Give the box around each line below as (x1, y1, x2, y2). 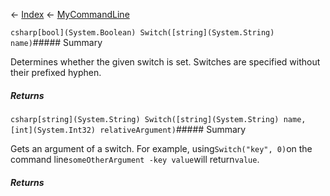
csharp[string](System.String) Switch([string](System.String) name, (10, 114, 307, 124)
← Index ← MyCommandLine (10, 9, 130, 20)
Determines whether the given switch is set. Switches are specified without (10, 56, 321, 68)
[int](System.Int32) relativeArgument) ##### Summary (10, 123, 247, 135)
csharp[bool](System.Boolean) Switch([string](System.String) (10, 28, 275, 38)
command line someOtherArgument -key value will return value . (10, 153, 260, 165)
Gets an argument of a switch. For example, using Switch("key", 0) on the (10, 142, 313, 154)
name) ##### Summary (10, 37, 103, 48)
